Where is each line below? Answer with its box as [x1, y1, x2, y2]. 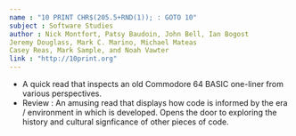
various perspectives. [21, 88, 103, 99]
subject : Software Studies [9, 21, 114, 30]
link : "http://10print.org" [9, 54, 118, 63]
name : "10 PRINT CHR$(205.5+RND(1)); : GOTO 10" [9, 12, 198, 22]
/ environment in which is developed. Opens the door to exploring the [21, 108, 277, 117]
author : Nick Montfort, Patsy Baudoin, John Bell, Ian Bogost [9, 29, 250, 38]
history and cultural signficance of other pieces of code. [21, 116, 229, 127]
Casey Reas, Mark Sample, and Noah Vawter [9, 46, 169, 55]
